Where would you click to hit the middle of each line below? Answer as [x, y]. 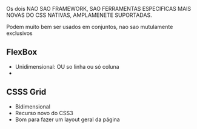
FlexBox [22, 52]
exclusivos [20, 33]
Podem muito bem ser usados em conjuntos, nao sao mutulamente [90, 27]
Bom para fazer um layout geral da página [67, 119]
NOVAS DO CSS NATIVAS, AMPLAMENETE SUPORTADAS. [79, 15]
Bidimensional [32, 106]
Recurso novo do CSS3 [44, 113]
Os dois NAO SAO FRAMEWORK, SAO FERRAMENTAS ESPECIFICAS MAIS [99, 9]
